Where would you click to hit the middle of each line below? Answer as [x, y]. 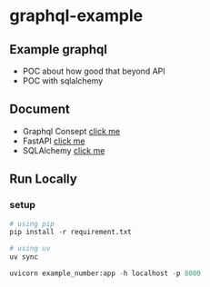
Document [40, 109]
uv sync [24, 257]
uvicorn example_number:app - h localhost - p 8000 [105, 273]
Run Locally [43, 179]
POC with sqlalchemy [63, 81]
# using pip [32, 223]
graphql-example [76, 16]
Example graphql [58, 49]
